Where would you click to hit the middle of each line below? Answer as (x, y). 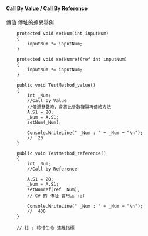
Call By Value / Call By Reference (47, 8)
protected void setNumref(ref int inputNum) (72, 60)
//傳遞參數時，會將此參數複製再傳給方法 (69, 107)
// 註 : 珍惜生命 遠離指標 (46, 228)
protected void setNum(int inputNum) (63, 34)
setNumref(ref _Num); (54, 190)
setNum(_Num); (44, 123)
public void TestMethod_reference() (62, 153)
